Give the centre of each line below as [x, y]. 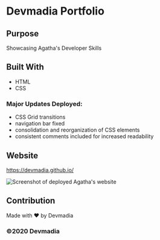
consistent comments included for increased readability [84, 136]
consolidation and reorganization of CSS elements [77, 130]
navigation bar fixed [40, 124]
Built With [25, 67]
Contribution [31, 201]
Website [22, 155]
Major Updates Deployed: [44, 104]
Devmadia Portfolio [55, 11]
